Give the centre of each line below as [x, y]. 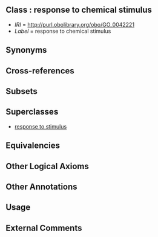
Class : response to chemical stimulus [79, 10]
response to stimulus [41, 126]
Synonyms [26, 50]
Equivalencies [33, 146]
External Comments [44, 228]
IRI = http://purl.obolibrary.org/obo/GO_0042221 [74, 24]
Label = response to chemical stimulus [63, 31]
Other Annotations [41, 186]
